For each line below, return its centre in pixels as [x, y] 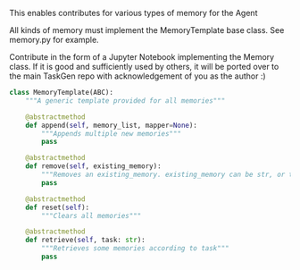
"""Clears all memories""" [92, 215]
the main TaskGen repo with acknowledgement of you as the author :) [137, 76]
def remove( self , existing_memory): [94, 166]
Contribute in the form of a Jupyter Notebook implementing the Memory [142, 57]
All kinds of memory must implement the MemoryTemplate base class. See [147, 30]
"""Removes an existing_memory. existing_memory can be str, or [163, 174]
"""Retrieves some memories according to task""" [135, 249]
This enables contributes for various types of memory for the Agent [133, 13]
